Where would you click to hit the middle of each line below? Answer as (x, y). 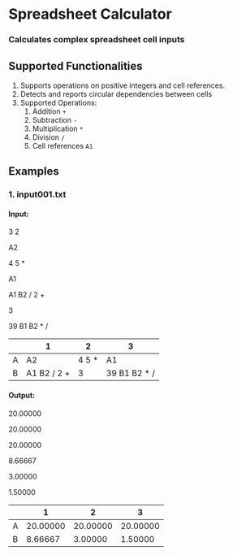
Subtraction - (54, 119)
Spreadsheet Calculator (90, 14)
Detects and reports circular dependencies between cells (116, 93)
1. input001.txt (37, 194)
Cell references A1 (63, 145)
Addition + (49, 111)
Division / (48, 137)
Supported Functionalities (76, 66)
